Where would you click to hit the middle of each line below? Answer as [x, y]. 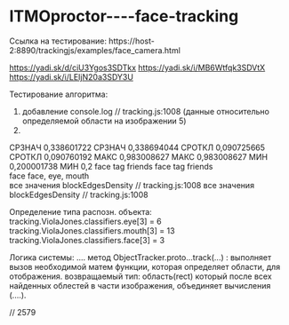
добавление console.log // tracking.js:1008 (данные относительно [145, 111]
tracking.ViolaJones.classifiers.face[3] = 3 [87, 240]
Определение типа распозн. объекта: [81, 211]
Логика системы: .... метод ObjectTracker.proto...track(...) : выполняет [140, 257]
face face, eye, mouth [49, 176]
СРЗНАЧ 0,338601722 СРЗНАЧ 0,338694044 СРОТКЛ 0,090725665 [137, 147]
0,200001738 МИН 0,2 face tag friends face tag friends [111, 166]
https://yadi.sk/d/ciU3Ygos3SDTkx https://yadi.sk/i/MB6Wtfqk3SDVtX [137, 67]
